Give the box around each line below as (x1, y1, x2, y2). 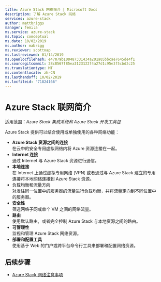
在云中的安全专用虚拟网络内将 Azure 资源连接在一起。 (12, 145, 120, 151)
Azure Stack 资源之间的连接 (12, 139, 69, 145)
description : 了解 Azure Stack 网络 (5, 12, 76, 17)
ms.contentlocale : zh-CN (5, 70, 55, 75)
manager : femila (5, 25, 38, 30)
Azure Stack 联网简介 (5, 101, 91, 113)
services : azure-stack (5, 16, 51, 21)
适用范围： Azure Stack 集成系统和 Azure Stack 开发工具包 (5, 118, 121, 124)
